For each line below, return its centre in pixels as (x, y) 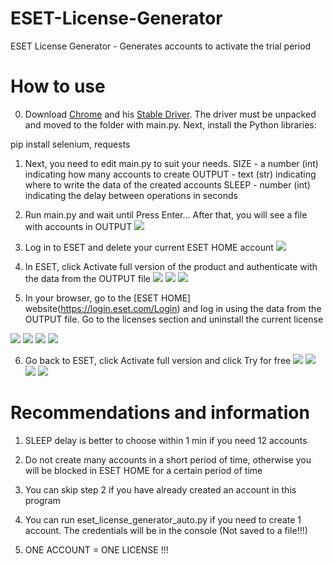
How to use (58, 86)
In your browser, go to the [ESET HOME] (108, 298)
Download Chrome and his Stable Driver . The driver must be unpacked (170, 114)
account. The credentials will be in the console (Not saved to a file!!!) (166, 530)
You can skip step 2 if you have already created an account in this (160, 489)
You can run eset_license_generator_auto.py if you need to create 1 (163, 519)
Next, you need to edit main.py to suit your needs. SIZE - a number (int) (171, 163)
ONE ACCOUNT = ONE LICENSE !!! (96, 549)
